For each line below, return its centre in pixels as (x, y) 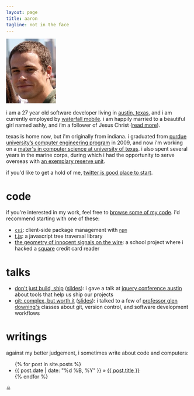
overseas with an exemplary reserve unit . (56, 161)
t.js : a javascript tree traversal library (58, 236)
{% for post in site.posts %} (48, 364)
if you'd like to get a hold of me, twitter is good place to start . (79, 173)
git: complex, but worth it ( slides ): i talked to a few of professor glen (96, 301)
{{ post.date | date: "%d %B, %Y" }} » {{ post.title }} (77, 370)
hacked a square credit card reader (57, 249)
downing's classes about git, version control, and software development (101, 307)
